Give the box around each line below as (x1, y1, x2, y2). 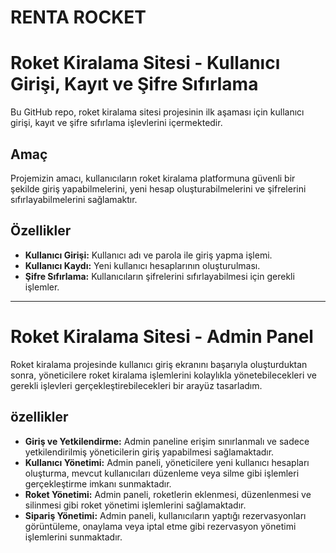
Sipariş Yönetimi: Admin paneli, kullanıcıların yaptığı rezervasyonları (24, 509, 307, 521)
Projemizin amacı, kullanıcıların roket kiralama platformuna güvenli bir (10, 172, 296, 184)
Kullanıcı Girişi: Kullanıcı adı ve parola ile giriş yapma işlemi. (24, 249, 273, 261)
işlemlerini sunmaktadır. (24, 531, 123, 543)
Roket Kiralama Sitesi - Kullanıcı (10, 52, 281, 75)
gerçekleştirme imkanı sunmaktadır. (24, 477, 172, 490)
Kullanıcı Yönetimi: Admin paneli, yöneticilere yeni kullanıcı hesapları (24, 456, 310, 468)
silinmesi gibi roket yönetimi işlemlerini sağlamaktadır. (24, 499, 247, 511)
